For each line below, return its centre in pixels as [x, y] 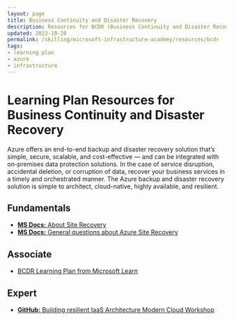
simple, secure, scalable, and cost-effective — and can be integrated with [113, 156]
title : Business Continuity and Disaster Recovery [82, 20]
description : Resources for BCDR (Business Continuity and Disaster [109, 27]
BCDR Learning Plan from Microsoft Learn [77, 271]
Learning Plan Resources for [91, 100]
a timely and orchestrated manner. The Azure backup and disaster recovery [116, 179]
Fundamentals [39, 208]
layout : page [26, 14]
